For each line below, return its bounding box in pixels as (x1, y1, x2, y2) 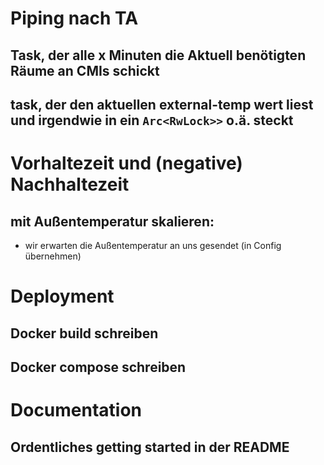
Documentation (10, 399, 143, 422)
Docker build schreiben (10, 325, 159, 342)
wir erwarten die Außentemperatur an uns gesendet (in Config (24, 239, 282, 251)
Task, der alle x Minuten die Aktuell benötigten (10, 47, 307, 64)
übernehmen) (24, 250, 82, 262)
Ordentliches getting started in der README (10, 438, 290, 456)
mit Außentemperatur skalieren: (10, 213, 215, 230)
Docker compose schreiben (10, 358, 187, 376)
